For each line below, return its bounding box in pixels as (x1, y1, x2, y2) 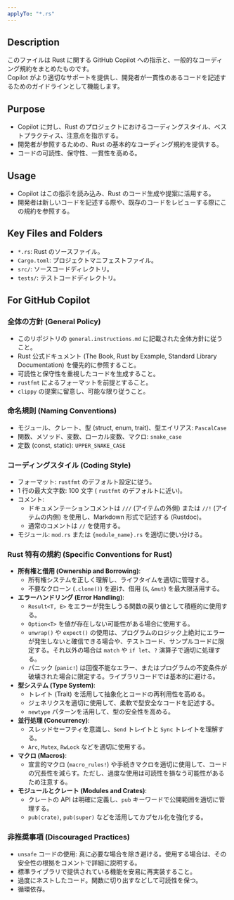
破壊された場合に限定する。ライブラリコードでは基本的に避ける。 (27, 672, 219, 681)
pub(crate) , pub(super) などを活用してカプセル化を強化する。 (27, 813, 207, 821)
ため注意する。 (27, 778, 72, 786)
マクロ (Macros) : (17, 752, 67, 760)
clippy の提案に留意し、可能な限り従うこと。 (17, 387, 150, 395)
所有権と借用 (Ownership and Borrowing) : (17, 567, 141, 575)
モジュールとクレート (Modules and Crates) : (17, 787, 148, 795)
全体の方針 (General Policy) (7, 317, 101, 327)
